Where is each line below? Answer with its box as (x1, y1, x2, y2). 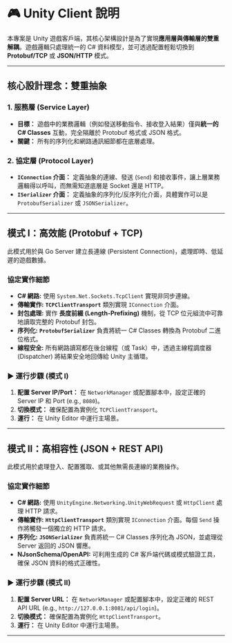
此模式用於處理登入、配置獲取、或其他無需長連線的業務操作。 (7, 463, 183, 471)
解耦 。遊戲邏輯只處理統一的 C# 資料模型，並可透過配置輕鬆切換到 (7, 42, 195, 51)
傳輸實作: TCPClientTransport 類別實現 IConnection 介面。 (17, 301, 183, 309)
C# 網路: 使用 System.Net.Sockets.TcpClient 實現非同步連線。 (17, 292, 194, 300)
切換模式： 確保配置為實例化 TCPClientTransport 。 (17, 405, 162, 414)
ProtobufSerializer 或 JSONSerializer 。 (17, 198, 133, 207)
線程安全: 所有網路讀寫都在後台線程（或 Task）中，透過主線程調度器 (17, 344, 212, 352)
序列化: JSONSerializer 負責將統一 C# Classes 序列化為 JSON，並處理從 (17, 533, 223, 541)
